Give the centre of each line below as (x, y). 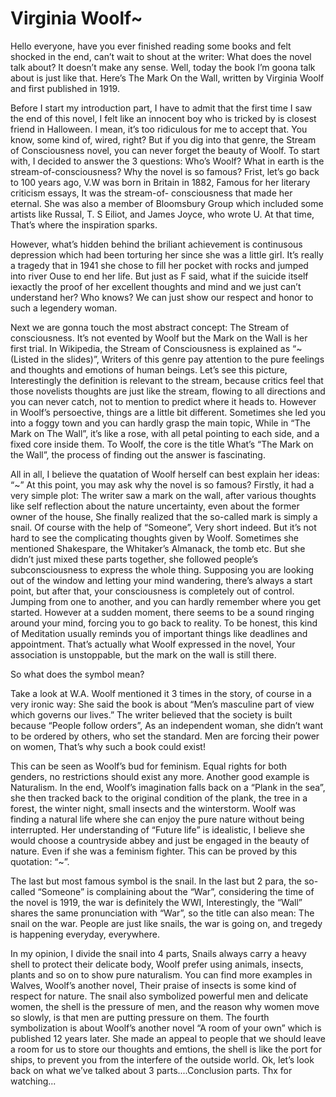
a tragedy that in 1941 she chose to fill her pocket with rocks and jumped (159, 265)
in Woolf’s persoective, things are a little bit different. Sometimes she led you (168, 412)
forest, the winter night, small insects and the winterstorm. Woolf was (153, 808)
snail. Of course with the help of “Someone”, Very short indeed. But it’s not (163, 527)
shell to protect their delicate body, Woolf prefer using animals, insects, (157, 964)
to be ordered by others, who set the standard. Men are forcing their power (165, 736)
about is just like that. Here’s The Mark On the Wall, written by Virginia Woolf (167, 78)
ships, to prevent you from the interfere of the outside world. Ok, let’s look (162, 1059)
